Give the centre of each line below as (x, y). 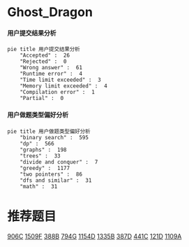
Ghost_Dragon (50, 12)
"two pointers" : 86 (51, 174)
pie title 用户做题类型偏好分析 (49, 131)
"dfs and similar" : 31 (56, 180)
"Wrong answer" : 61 (51, 68)
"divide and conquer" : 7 (59, 162)
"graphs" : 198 (44, 150)
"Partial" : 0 (42, 99)
